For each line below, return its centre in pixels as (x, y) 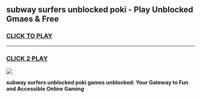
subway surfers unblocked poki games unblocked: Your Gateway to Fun (97, 82)
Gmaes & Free (33, 19)
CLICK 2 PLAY (27, 58)
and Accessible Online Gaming (45, 88)
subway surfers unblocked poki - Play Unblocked (100, 10)
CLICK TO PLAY (29, 36)
